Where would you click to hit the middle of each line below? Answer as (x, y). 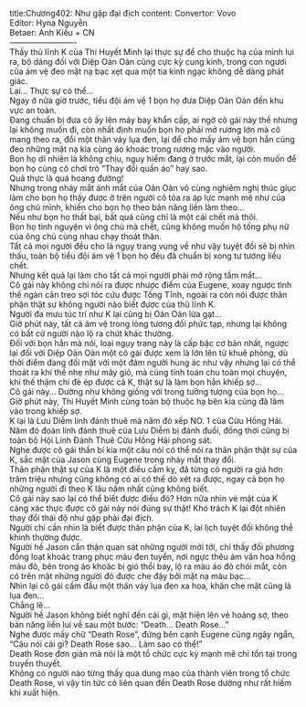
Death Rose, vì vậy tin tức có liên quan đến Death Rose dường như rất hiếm (151, 683)
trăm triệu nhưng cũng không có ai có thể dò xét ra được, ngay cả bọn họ (147, 479)
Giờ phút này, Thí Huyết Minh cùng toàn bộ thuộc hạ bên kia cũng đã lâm (147, 401)
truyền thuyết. (36, 663)
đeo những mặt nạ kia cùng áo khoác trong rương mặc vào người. (132, 149)
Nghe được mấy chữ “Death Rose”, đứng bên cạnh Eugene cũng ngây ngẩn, (152, 634)
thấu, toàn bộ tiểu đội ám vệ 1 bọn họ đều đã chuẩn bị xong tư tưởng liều (145, 256)
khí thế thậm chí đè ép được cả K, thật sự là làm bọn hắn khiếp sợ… (136, 382)
